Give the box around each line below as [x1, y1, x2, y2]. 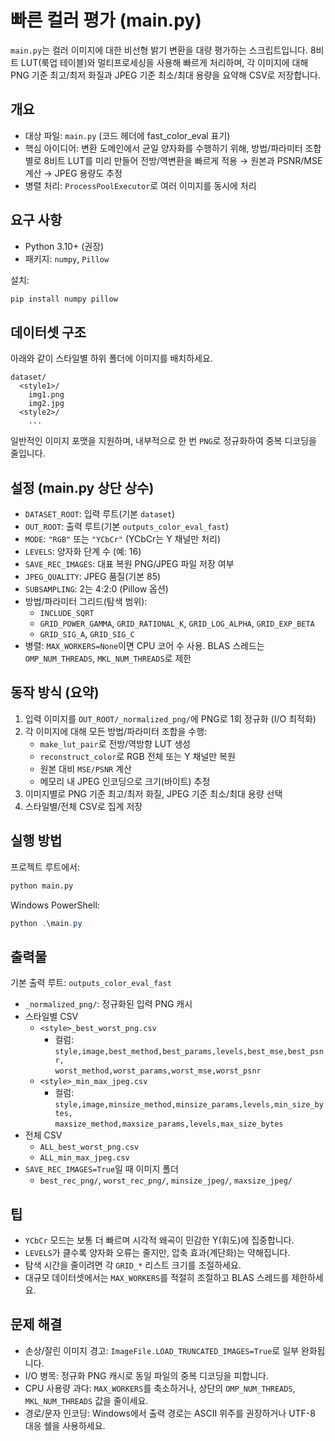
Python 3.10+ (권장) [24, 240, 105, 252]
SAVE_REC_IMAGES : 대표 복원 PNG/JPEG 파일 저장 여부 [24, 558, 235, 570]
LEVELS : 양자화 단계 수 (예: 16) [24, 546, 142, 558]
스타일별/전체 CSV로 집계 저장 [24, 800, 143, 812]
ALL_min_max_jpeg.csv [39, 1153, 130, 1163]
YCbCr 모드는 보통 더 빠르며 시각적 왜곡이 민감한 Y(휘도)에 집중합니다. [24, 1234, 295, 1246]
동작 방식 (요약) [10, 684, 100, 701]
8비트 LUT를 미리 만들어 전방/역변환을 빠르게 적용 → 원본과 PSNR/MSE [43, 154, 323, 166]
